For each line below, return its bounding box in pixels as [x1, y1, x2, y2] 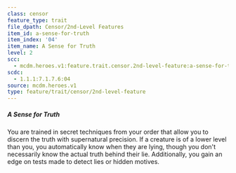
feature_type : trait [7, 17, 68, 24]
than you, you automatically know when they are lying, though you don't [7, 143, 216, 151]
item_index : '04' [7, 36, 58, 43]
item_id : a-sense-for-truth [7, 29, 90, 37]
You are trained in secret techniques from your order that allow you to [7, 127, 209, 137]
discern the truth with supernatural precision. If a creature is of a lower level [7, 135, 227, 144]
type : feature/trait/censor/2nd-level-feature [7, 88, 146, 95]
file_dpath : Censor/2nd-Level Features [7, 23, 124, 30]
